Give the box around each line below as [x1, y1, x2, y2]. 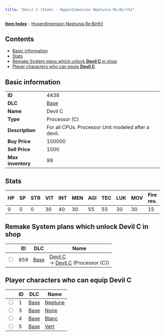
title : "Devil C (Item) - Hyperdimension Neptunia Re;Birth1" [5, 7, 135, 12]
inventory [7, 160, 31, 167]
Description [7, 127, 36, 134]
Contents [5, 35, 34, 43]
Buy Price [7, 138, 31, 145]
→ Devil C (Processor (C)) [49, 259, 110, 266]
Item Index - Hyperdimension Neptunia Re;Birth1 [5, 21, 103, 27]
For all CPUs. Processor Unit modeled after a [46, 124, 150, 131]
